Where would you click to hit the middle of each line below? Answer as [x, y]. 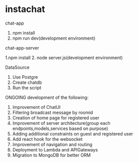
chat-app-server [22, 48]
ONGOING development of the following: [47, 97]
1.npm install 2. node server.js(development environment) [64, 57]
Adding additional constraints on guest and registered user [73, 133]
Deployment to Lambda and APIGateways [55, 149]
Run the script [27, 88]
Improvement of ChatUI [36, 107]
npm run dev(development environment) [54, 38]
